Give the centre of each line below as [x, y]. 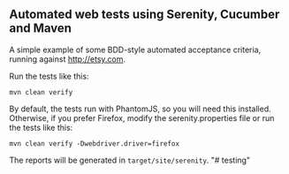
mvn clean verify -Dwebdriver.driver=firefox [94, 144]
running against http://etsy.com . [68, 59]
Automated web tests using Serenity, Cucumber [144, 15]
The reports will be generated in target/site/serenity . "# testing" [129, 160]
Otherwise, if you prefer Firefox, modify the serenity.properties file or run [142, 117]
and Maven [41, 29]
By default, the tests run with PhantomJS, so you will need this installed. [140, 109]
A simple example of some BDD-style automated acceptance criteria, [135, 49]
